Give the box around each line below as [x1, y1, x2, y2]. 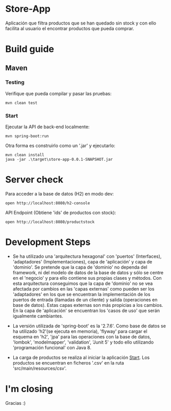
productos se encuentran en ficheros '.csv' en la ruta [12, 359, 124, 366]
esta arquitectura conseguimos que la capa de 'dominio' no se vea [12, 280, 153, 286]
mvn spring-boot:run [5, 134, 50, 139]
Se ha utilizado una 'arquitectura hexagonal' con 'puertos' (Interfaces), [12, 253, 162, 259]
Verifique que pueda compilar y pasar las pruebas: [5, 90, 112, 96]
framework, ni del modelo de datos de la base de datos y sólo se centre [12, 269, 164, 276]
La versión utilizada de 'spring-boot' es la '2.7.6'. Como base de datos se [12, 323, 166, 329]
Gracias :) [5, 400, 26, 406]
